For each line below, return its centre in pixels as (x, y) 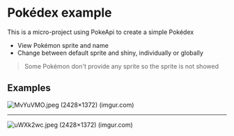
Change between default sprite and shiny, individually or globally (110, 53)
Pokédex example (60, 13)
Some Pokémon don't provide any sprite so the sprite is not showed (122, 66)
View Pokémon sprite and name (63, 45)
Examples (29, 88)
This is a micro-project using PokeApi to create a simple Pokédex (101, 32)
